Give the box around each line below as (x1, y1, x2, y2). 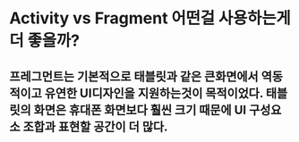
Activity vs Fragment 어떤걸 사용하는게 (9, 8, 291, 29)
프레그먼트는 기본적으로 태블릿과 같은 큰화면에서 (9, 69, 259, 84)
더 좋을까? (9, 30, 81, 51)
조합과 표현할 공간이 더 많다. (22, 119, 168, 134)
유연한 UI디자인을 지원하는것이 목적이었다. (44, 86, 264, 101)
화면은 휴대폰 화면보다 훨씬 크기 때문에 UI (33, 102, 247, 117)
